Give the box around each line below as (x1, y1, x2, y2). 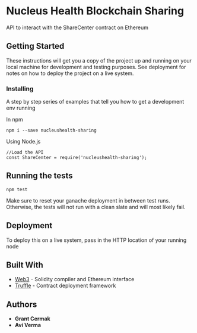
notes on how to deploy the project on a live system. (6, 70, 134, 77)
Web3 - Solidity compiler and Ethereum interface (14, 276, 135, 283)
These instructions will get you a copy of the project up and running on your (6, 57, 192, 64)
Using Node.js (6, 138, 41, 145)
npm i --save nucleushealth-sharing (6, 127, 97, 133)
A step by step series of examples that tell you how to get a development (6, 98, 185, 105)
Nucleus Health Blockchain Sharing (6, 4, 185, 18)
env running (6, 104, 36, 111)
